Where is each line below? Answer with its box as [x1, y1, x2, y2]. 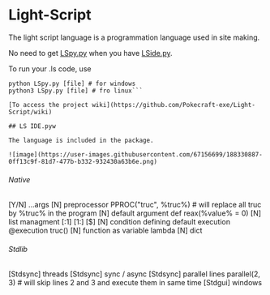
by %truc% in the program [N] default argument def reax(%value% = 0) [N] [8, 208, 262, 218]
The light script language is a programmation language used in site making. [8, 32, 260, 42]
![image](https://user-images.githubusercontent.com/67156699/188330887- [8, 150, 264, 159]
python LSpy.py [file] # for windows [8, 79, 136, 88]
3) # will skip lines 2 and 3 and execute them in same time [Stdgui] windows [8, 278, 262, 288]
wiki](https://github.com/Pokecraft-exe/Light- [92, 100, 255, 109]
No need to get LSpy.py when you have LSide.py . [8, 48, 173, 58]
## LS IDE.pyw [8, 122, 57, 130]
